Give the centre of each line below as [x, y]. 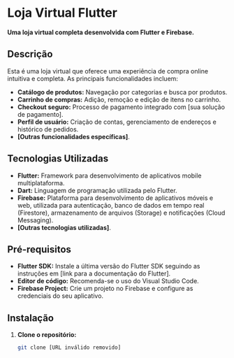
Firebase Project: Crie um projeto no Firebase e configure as [105, 289]
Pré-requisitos [39, 249]
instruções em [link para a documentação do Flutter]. [94, 273]
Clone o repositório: [47, 335]
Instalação [31, 318]
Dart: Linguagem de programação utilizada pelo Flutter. [97, 190]
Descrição [30, 54]
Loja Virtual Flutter [62, 13]
